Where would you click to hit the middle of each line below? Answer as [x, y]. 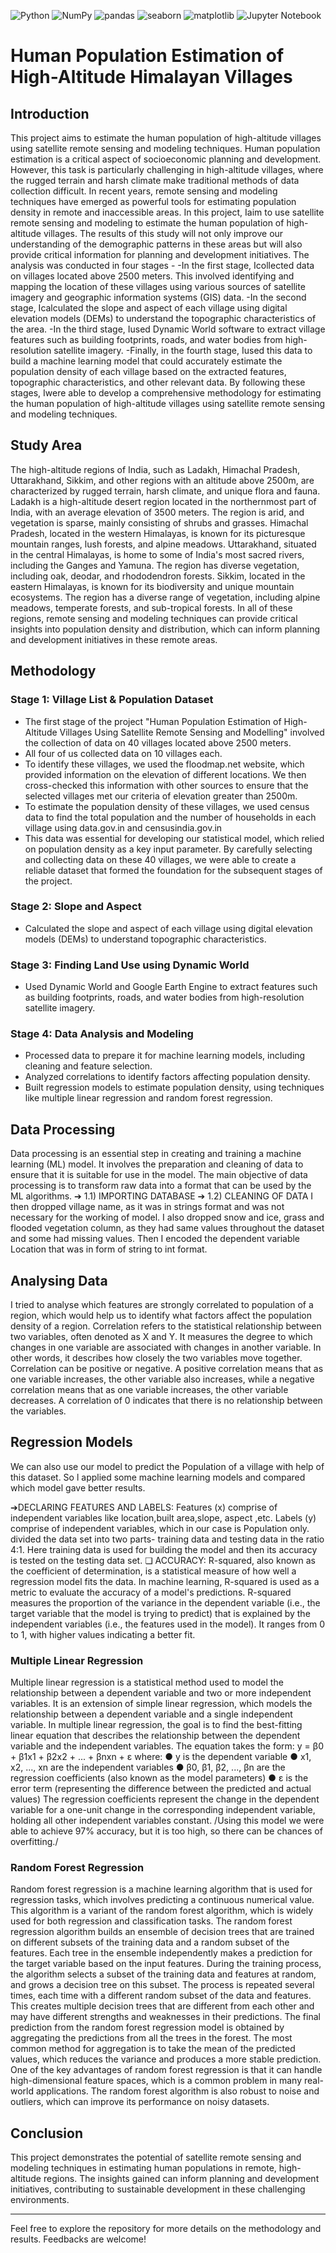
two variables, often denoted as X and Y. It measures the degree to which [161, 1337]
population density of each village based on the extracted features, [148, 371]
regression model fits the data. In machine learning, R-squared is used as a [165, 1581]
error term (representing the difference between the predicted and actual [161, 1789]
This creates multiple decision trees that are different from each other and [162, 2006]
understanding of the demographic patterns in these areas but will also [156, 244]
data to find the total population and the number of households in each [170, 817]
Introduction [50, 113]
